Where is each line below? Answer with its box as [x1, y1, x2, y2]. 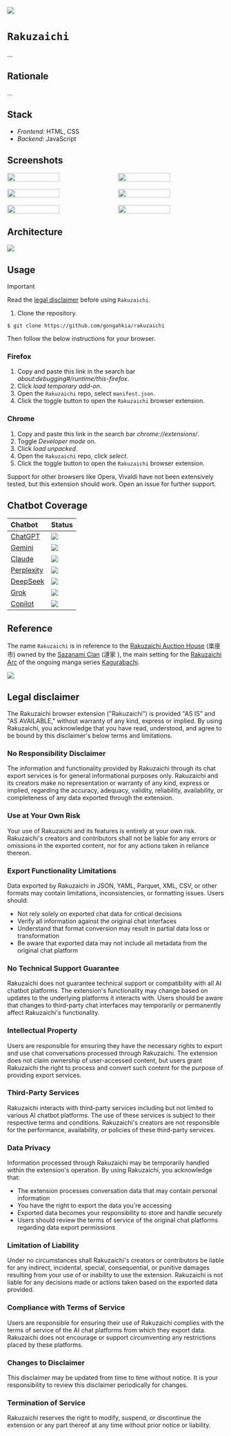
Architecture [7, 226, 63, 237]
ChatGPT [10, 532, 40, 541]
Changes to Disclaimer [7, 1357, 85, 1367]
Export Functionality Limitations [7, 866, 117, 875]
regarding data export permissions [17, 1223, 116, 1232]
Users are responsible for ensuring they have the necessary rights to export [7, 1041, 223, 1049]
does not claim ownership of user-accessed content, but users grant [7, 1056, 202, 1065]
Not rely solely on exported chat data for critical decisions [17, 909, 182, 918]
